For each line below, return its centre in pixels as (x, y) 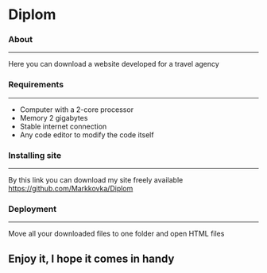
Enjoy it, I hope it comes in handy (91, 258)
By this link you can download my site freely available (96, 180)
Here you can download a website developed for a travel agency (114, 64)
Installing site (35, 155)
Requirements (36, 85)
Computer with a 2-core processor (76, 110)
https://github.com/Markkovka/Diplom (71, 189)
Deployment (33, 209)
